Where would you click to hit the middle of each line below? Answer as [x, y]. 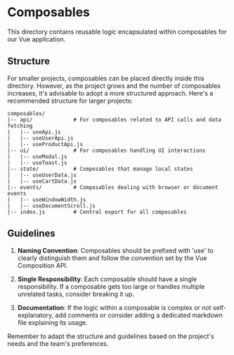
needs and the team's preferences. [58, 343]
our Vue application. [37, 39]
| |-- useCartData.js [42, 181]
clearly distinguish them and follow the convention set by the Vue [112, 258]
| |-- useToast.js [38, 162]
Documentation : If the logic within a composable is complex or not [114, 307]
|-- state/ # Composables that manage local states [100, 169]
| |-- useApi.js [34, 132]
